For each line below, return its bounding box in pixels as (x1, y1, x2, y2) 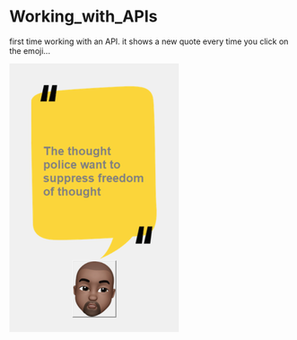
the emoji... (9, 45, 51, 56)
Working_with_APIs (9, 6, 159, 27)
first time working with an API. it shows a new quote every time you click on (9, 36, 289, 47)
